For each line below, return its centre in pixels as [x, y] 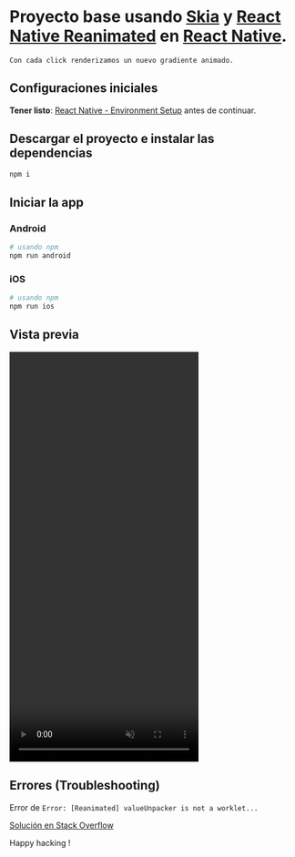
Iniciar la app [46, 202]
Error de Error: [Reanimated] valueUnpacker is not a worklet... [134, 807]
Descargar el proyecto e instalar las [112, 139]
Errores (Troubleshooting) [85, 786]
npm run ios [32, 307]
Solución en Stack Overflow [61, 825]
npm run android [40, 256]
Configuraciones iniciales [84, 88]
